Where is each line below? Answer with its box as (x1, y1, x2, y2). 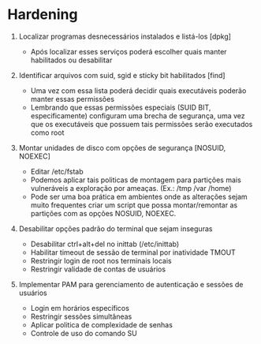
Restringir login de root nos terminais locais (30, 256, 172, 265)
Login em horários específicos (30, 303, 129, 312)
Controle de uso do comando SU (30, 328, 137, 338)
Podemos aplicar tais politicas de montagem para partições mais (30, 175, 241, 185)
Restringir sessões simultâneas (30, 312, 132, 321)
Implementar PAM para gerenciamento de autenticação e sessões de (18, 279, 244, 289)
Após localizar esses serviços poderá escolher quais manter (30, 47, 227, 56)
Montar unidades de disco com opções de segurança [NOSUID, (18, 143, 226, 152)
